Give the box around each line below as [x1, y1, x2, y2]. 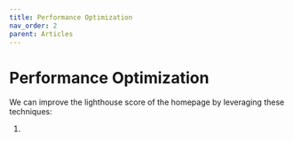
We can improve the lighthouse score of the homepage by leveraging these [9, 97, 285, 107]
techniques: [9, 106, 52, 117]
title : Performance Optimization [9, 12, 133, 22]
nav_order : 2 [9, 21, 58, 30]
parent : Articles [9, 29, 74, 38]
